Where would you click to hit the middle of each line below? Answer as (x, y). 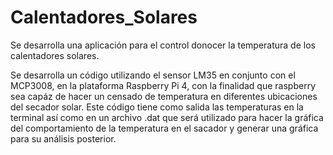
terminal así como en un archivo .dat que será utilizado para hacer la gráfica (167, 117)
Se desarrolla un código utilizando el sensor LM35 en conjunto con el (153, 75)
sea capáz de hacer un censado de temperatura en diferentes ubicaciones (164, 96)
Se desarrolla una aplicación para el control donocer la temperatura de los (163, 45)
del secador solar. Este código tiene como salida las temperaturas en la (157, 107)
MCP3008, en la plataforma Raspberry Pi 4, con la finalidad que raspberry (163, 85)
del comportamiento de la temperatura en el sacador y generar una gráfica (164, 128)
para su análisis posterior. (63, 138)
